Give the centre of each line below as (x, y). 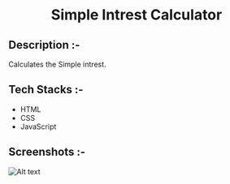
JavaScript (38, 126)
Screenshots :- (47, 152)
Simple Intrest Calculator (137, 15)
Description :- (44, 45)
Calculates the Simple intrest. (58, 64)
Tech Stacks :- (46, 90)
